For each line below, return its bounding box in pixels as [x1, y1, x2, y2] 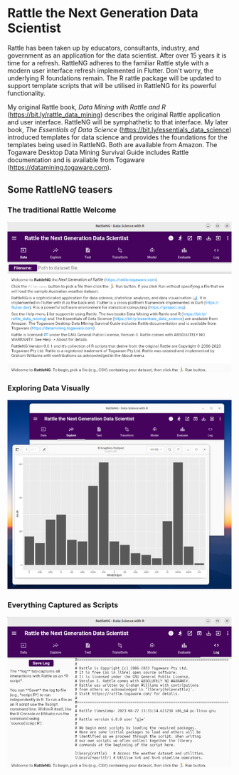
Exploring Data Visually [7, 383, 90, 393]
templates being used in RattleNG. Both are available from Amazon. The [7, 140, 218, 149]
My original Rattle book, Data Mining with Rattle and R [7, 102, 166, 111]
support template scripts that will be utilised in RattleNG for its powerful [7, 81, 217, 90]
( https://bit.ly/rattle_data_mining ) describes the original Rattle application [7, 110, 221, 119]
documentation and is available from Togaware [7, 155, 145, 164]
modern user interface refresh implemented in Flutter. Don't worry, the [7, 66, 213, 75]
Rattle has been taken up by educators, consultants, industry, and [7, 43, 201, 52]
